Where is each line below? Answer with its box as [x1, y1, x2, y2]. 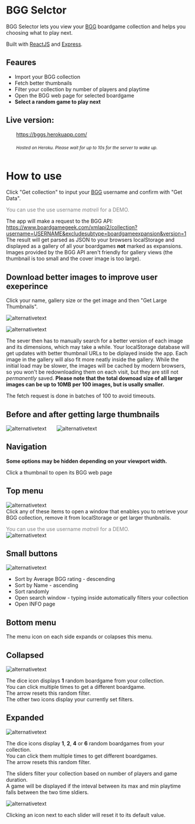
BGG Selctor [6, 4, 67, 17]
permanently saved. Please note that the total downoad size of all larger [6, 375, 183, 382]
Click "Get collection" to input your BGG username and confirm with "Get [6, 189, 183, 196]
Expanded [6, 713, 44, 723]
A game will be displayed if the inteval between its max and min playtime [6, 782, 182, 789]
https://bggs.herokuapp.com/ [16, 130, 87, 138]
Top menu [6, 486, 44, 496]
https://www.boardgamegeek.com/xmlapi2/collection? [6, 224, 138, 231]
